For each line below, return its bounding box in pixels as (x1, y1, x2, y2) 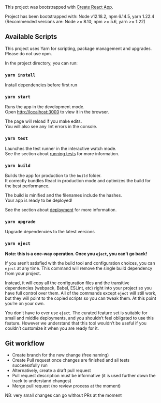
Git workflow (5, 339, 45, 347)
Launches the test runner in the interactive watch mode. (5, 145, 117, 151)
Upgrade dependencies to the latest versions (5, 229, 95, 235)
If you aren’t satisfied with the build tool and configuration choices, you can (5, 260, 156, 266)
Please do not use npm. (5, 50, 52, 56)
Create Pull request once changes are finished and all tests (12, 357, 130, 363)
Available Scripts (5, 32, 57, 41)
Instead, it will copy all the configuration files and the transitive (5, 280, 130, 286)
